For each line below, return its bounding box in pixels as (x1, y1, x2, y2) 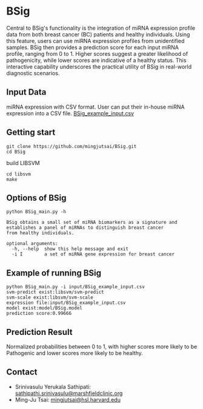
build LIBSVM (6, 159, 41, 166)
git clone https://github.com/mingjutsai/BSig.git (6, 143, 137, 149)
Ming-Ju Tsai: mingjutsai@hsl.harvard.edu (15, 396, 121, 403)
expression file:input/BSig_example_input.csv (6, 300, 126, 306)
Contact (6, 367, 38, 377)
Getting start (6, 127, 56, 138)
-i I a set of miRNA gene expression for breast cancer (12, 251, 175, 257)
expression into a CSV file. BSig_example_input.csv (6, 109, 135, 117)
